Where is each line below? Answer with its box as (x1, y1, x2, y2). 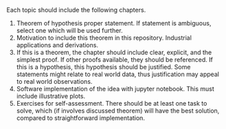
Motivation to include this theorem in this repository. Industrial (16, 34, 192, 42)
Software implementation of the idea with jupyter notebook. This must (16, 85, 214, 93)
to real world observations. (16, 78, 93, 85)
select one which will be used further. (16, 27, 123, 34)
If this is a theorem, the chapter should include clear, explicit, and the (16, 48, 212, 56)
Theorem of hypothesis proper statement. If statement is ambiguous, (16, 19, 212, 27)
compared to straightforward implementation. (16, 114, 146, 122)
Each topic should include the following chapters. (6, 6, 146, 14)
